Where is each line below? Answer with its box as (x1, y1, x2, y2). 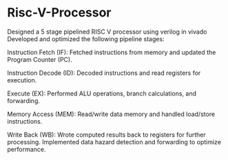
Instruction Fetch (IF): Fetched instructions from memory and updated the (7, 48, 216, 56)
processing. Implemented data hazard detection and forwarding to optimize (7, 137, 222, 146)
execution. (7, 76, 37, 84)
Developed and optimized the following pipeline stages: (7, 34, 165, 43)
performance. (7, 145, 46, 153)
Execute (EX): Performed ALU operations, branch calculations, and (7, 89, 196, 98)
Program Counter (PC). (7, 55, 72, 63)
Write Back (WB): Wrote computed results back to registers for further (7, 130, 206, 139)
